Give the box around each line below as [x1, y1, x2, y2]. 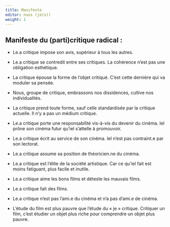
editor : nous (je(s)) [5, 12, 51, 17]
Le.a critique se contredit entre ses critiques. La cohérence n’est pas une [12, 59, 165, 65]
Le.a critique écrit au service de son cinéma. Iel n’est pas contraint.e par [12, 135, 164, 141]
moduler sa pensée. [12, 80, 55, 86]
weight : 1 [5, 17, 26, 22]
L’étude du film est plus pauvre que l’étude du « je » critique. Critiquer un [12, 206, 165, 212]
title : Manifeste [5, 7, 42, 13]
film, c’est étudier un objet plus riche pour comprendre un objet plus [12, 211, 155, 217]
